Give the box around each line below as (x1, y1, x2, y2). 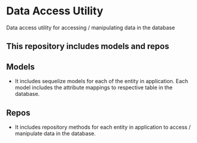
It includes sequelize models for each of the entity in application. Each (14, 78, 189, 85)
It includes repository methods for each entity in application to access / (14, 123, 191, 130)
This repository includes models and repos (6, 41, 169, 51)
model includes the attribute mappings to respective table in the (14, 84, 172, 91)
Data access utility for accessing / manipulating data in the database (6, 24, 175, 31)
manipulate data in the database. (14, 130, 96, 137)
